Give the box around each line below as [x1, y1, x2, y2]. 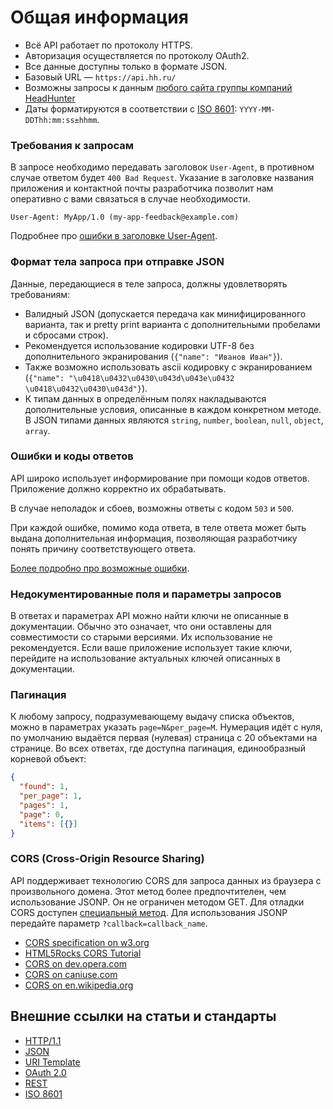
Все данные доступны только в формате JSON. [24, 60, 228, 72]
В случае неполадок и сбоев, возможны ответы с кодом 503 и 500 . [10, 502, 295, 514]
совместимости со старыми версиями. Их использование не [10, 631, 273, 643]
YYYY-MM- [239, 104, 276, 115]
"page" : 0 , [19, 809, 65, 820]
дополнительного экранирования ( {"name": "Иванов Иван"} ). [24, 350, 283, 362]
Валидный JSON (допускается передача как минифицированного [24, 307, 307, 320]
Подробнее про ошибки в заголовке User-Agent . [10, 230, 218, 242]
